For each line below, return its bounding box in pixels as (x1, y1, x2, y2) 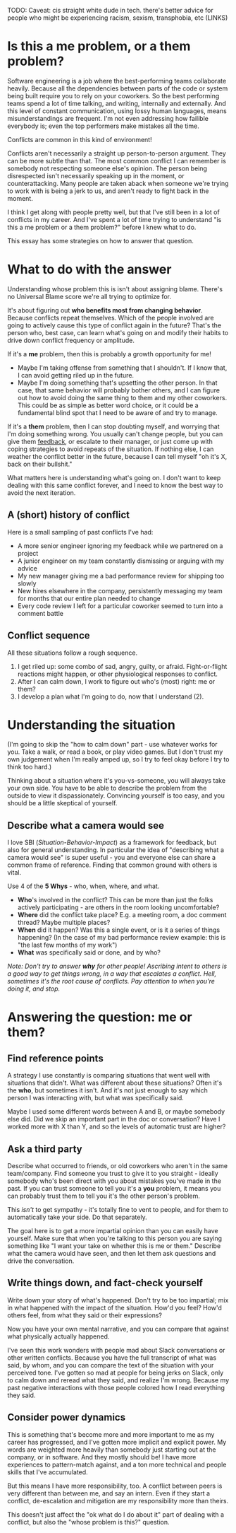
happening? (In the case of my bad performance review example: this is (17, 933, 226, 942)
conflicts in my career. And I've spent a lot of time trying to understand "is (7, 215, 222, 223)
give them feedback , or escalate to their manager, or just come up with (7, 437, 213, 445)
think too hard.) (7, 763, 52, 771)
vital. (7, 868, 22, 877)
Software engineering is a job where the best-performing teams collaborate (7, 76, 227, 85)
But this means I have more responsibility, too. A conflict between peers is (7, 1481, 223, 1490)
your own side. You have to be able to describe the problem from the (7, 784, 207, 793)
